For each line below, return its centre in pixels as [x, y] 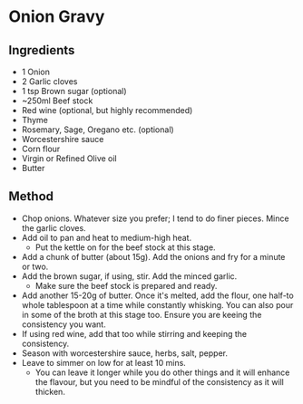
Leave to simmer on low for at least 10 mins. [104, 362]
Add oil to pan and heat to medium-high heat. [107, 237]
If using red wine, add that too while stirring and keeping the [134, 333]
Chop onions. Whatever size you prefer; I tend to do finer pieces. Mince [155, 218]
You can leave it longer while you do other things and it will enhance [162, 372]
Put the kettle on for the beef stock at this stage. [125, 247]
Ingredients [42, 50]
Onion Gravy [57, 17]
